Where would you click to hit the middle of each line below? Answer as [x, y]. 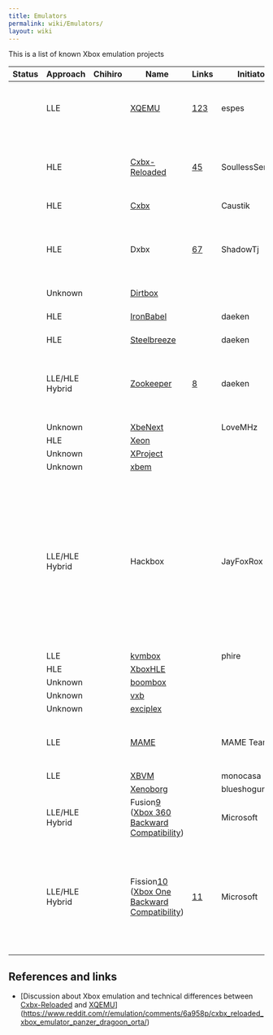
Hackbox [147, 562]
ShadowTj [240, 250]
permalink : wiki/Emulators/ [56, 24]
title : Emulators [38, 16]
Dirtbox [144, 294]
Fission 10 [149, 881]
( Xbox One [150, 892]
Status [26, 74]
